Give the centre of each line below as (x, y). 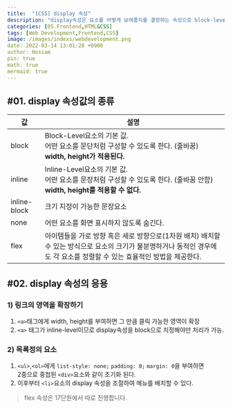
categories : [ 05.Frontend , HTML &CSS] (60, 26)
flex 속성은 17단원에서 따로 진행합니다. (76, 398)
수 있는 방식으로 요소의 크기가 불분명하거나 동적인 (120, 246)
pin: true (21, 59)
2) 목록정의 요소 (32, 349)
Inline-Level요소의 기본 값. (86, 169)
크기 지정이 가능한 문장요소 (86, 207)
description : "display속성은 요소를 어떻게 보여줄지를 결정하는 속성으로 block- (110, 20)
